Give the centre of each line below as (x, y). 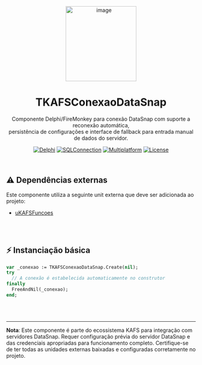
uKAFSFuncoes (34, 213)
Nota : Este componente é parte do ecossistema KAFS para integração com (99, 330)
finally (16, 284)
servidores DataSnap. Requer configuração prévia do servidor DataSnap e (98, 336)
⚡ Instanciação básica (48, 251)
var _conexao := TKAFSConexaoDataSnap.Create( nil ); (72, 267)
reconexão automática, (101, 125)
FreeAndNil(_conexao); (40, 290)
